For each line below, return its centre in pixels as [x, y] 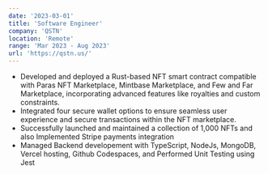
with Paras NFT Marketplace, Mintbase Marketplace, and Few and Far [136, 85]
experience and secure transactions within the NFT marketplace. [128, 119]
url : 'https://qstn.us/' [50, 53]
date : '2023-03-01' [41, 16]
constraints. [40, 102]
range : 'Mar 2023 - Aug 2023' [60, 46]
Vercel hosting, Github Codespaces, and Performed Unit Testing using [137, 154]
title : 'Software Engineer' [56, 23]
